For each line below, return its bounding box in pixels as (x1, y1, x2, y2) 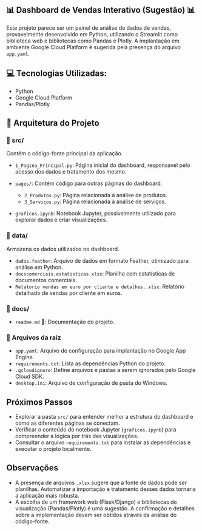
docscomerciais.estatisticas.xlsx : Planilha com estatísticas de (15, 269, 175, 277)
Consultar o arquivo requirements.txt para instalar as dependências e (15, 439, 191, 446)
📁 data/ (6, 231, 29, 240)
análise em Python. (15, 263, 63, 271)
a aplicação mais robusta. (15, 492, 80, 499)
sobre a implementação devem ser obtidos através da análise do (15, 511, 177, 518)
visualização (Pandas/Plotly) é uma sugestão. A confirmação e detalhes (15, 504, 195, 512)
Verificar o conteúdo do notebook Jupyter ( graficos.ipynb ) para (15, 426, 177, 433)
